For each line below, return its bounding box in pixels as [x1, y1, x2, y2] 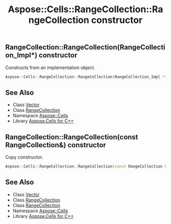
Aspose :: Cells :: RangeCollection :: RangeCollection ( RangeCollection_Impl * [5, 74, 165, 79]
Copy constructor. [5, 154, 43, 161]
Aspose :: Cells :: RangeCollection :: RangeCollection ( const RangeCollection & [5, 164, 167, 169]
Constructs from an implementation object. [5, 65, 95, 71]
